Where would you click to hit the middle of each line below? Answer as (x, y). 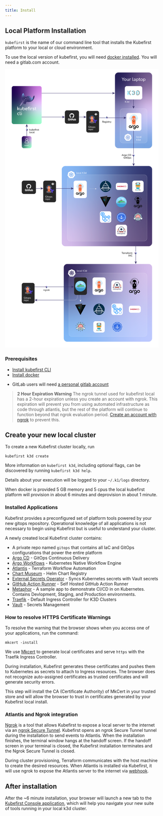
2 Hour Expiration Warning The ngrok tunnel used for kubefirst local (86, 394)
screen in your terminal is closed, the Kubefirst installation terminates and (79, 746)
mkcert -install (21, 642)
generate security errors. (30, 682)
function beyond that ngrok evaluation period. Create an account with (87, 414)
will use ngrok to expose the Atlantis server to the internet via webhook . (77, 771)
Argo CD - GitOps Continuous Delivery (51, 558)
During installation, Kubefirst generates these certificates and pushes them (80, 666)
